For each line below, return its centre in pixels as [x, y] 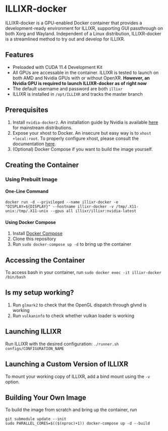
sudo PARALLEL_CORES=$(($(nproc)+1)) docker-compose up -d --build [78, 423]
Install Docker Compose [38, 233]
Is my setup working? [40, 292]
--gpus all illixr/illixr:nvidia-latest [93, 211]
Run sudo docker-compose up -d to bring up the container [72, 244]
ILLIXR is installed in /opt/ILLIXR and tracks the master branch [77, 94]
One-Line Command [27, 191]
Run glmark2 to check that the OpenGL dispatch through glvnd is [79, 305]
